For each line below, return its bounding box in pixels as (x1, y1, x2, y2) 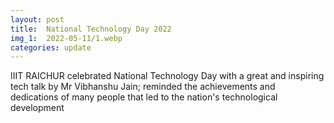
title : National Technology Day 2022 (10, 24, 172, 34)
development (10, 102, 65, 114)
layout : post (10, 14, 65, 25)
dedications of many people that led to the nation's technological (10, 91, 278, 103)
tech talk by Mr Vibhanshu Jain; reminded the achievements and (10, 81, 276, 93)
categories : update (10, 42, 92, 53)
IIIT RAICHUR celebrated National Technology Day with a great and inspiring (10, 70, 325, 82)
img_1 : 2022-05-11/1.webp (10, 33, 123, 43)
